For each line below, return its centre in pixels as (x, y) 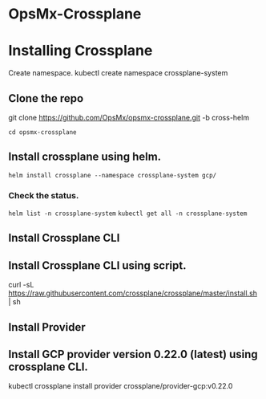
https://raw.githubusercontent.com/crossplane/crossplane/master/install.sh (133, 293)
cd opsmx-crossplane (43, 132)
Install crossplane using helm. (85, 157)
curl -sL (21, 285)
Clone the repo (46, 98)
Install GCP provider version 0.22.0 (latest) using (133, 354)
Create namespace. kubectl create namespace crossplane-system (118, 73)
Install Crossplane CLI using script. (97, 265)
